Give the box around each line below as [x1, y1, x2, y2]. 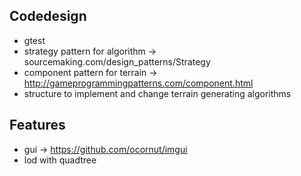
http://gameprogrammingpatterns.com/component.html [23, 77, 254, 89]
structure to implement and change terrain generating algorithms [23, 87, 292, 99]
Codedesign [9, 8, 87, 25]
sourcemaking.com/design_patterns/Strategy [23, 55, 211, 68]
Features [9, 117, 66, 134]
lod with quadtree [23, 154, 97, 166]
